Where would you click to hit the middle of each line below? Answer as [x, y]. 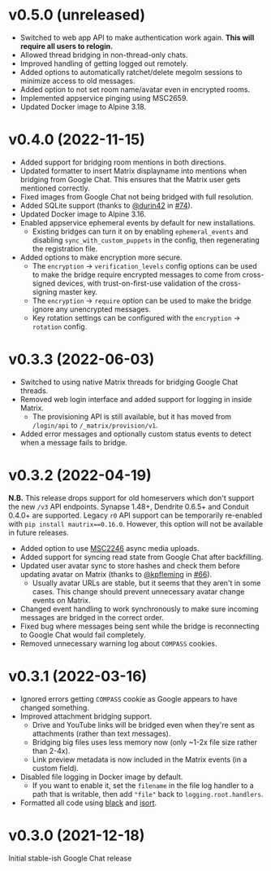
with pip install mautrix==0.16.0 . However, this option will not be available [136, 523]
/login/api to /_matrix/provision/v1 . [95, 425]
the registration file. [65, 248]
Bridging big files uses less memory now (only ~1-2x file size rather [145, 742]
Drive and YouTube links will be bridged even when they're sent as [144, 724]
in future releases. [39, 532]
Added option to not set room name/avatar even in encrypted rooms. [135, 89]
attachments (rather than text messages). [101, 733]
